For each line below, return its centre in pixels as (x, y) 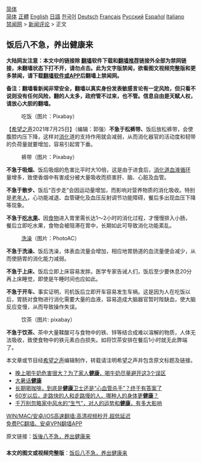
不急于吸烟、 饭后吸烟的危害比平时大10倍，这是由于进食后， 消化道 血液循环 (99, 169)
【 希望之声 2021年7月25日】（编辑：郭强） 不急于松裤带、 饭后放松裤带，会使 (100, 129)
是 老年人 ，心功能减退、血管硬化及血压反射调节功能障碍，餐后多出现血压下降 (101, 198)
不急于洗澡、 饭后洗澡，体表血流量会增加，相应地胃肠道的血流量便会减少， (98, 251)
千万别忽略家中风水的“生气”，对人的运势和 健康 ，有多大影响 (88, 403)
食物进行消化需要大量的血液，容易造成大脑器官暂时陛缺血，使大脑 (114, 299)
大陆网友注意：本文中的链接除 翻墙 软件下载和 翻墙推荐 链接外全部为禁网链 (96, 60)
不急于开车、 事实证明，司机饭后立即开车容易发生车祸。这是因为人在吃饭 (96, 292)
